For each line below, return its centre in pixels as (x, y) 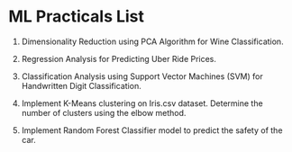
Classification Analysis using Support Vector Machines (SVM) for (142, 76)
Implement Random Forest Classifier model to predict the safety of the (152, 130)
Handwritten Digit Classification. (81, 85)
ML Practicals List (77, 17)
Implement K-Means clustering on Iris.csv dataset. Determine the (142, 103)
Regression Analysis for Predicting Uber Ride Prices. (119, 58)
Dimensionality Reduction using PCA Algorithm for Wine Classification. (153, 41)
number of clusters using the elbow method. (104, 112)
